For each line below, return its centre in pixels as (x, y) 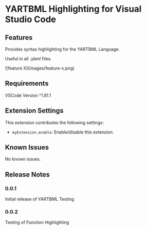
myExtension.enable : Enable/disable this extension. (63, 132)
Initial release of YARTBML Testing (40, 199)
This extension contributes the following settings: (54, 122)
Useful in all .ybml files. (28, 59)
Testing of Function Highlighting (37, 222)
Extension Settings (34, 111)
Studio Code (31, 19)
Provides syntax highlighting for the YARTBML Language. (63, 49)
